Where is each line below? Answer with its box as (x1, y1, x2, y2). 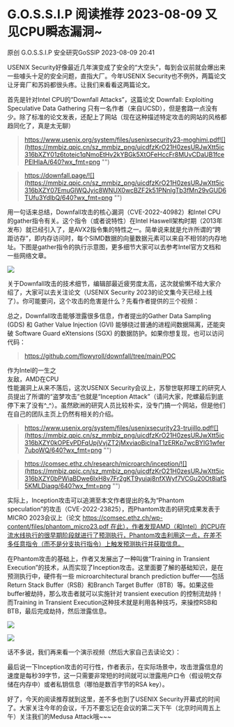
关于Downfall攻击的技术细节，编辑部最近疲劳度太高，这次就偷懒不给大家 (7, 279, 216, 287)
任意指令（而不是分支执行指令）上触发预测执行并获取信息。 (13, 539, 185, 548)
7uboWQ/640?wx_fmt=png (24, 446, 102, 454)
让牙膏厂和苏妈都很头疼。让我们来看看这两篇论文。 (7, 80, 154, 89)
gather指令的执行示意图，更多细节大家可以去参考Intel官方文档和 (37, 242, 221, 251)
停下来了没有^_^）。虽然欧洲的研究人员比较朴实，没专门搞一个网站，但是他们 (7, 400, 226, 409)
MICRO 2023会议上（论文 (7, 514, 81, 522)
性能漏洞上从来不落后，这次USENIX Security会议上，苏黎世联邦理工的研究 (7, 383, 221, 391)
